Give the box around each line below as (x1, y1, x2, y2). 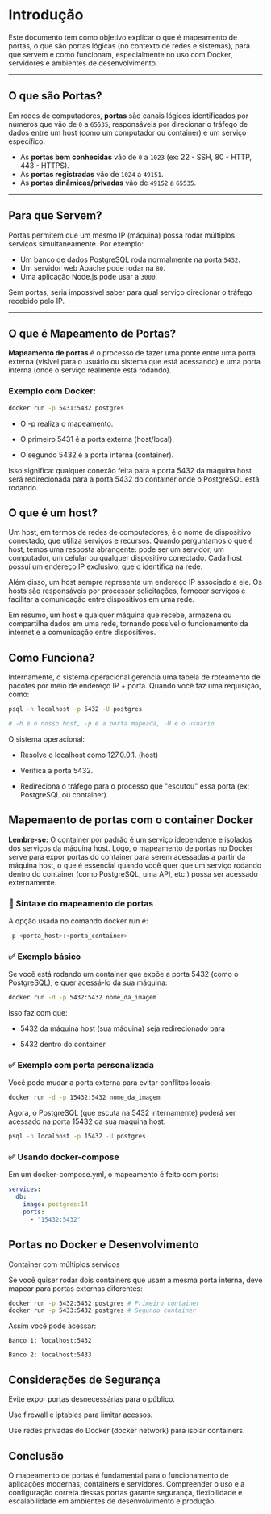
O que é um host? (8, 506, 98, 519)
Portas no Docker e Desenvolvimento (8, 1238, 199, 1251)
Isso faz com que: (8, 1008, 69, 1018)
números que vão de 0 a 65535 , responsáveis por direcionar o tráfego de (8, 119, 248, 128)
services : (8, 1185, 42, 1193)
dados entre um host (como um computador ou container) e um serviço (8, 128, 247, 137)
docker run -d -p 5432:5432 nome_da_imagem (8, 994, 157, 1002)
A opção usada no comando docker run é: (8, 916, 148, 926)
